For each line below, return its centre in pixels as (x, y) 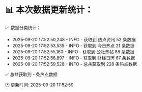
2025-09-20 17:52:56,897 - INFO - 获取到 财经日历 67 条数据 (73, 58)
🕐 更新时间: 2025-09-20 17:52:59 (39, 85)
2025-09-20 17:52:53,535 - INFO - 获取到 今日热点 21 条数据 (73, 46)
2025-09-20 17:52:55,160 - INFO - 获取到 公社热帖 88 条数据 (73, 51)
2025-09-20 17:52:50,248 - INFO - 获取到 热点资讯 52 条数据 (74, 39)
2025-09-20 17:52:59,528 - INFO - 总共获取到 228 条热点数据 (74, 64)
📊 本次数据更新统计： (49, 10)
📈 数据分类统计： (23, 27)
